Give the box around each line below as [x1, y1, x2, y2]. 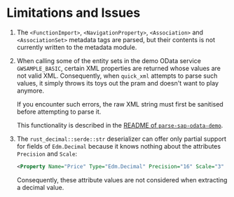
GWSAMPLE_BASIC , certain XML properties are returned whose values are [16, 64, 221, 72]
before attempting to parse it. [16, 107, 102, 116]
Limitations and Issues [6, 5, 141, 21]
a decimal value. [16, 183, 64, 191]
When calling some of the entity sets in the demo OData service [16, 56, 201, 64]
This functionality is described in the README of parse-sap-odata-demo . [16, 121, 223, 129]
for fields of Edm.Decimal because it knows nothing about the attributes [16, 142, 221, 150]
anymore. [16, 86, 45, 95]
